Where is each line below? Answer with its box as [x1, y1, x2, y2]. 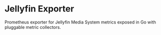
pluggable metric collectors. [4, 24, 61, 30]
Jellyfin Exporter [4, 3, 74, 14]
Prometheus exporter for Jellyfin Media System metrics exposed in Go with [4, 19, 156, 25]
